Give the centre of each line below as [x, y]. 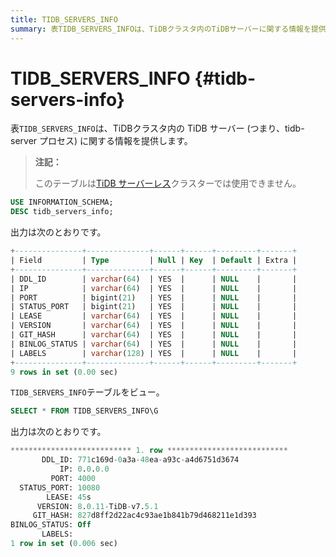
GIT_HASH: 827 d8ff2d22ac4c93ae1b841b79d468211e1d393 [144, 516]
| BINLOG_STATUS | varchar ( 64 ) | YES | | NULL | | [154, 344]
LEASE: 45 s [69, 497]
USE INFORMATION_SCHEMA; [62, 202]
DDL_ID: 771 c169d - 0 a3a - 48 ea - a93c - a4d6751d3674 [140, 460]
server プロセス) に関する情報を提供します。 [101, 141]
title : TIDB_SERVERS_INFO [64, 19]
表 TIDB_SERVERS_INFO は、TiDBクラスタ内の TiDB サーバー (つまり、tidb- [157, 128]
